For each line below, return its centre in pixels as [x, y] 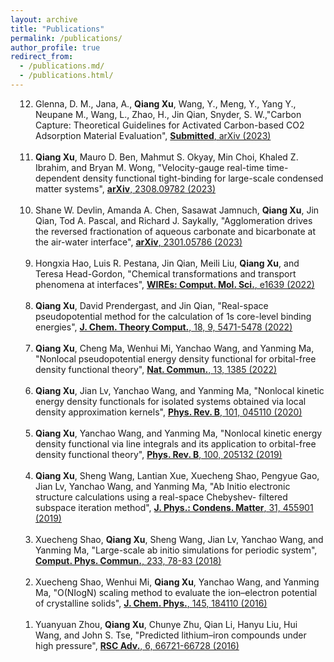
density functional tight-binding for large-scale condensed [203, 178]
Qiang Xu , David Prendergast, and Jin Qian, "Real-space [152, 305]
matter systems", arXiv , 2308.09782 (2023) [126, 188]
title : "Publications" [57, 29]
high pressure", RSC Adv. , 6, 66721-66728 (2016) [137, 645]
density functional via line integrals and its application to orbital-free [176, 443]
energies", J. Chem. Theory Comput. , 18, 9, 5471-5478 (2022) [164, 327]
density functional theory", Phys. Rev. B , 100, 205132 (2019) [159, 454]
